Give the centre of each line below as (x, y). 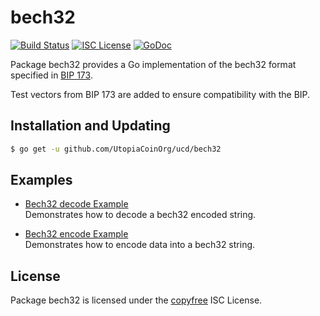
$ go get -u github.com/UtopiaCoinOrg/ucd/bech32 (116, 149)
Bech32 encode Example (76, 234)
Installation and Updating (90, 126)
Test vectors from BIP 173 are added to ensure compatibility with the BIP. (160, 94)
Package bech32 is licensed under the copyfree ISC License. (136, 300)
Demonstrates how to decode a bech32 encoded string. (140, 215)
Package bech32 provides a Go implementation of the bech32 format (153, 64)
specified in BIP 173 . (51, 75)
